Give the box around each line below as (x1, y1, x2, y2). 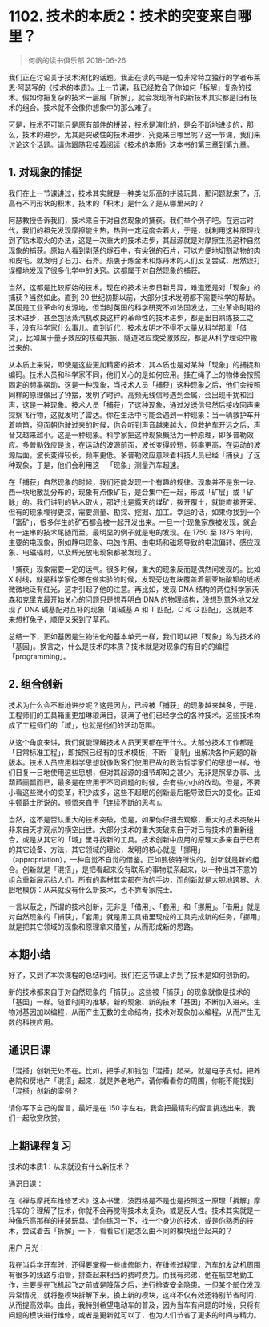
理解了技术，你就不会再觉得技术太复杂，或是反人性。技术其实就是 (35, 1206, 254, 1215)
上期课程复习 (8, 1138, 72, 1152)
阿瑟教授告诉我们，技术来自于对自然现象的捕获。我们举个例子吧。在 (8, 215, 233, 225)
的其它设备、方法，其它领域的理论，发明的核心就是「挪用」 (8, 844, 205, 854)
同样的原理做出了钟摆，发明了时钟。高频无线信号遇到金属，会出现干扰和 (8, 390, 247, 400)
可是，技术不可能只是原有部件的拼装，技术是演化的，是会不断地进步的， (8, 120, 247, 129)
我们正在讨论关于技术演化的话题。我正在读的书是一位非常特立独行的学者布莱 (8, 72, 261, 82)
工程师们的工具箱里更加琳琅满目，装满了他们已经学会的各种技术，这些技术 (8, 710, 254, 720)
